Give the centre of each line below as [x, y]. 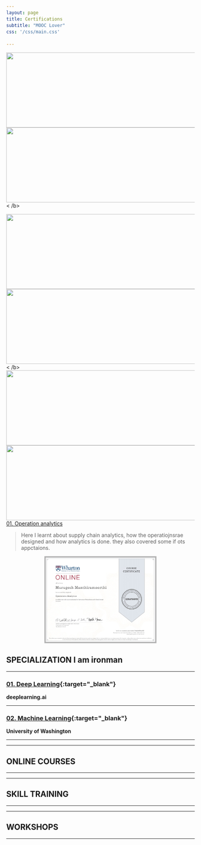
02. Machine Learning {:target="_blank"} [67, 718]
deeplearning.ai [26, 697]
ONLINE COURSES [41, 761]
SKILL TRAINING [37, 794]
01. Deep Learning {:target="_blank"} [61, 684]
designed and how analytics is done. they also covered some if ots [103, 542]
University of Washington [39, 731]
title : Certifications [34, 19]
